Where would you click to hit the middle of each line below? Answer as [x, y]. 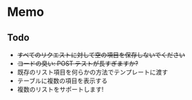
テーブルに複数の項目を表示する [62, 81]
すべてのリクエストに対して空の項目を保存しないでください [101, 55]
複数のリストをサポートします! [60, 89]
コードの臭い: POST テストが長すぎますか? [78, 63]
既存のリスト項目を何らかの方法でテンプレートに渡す [93, 72]
